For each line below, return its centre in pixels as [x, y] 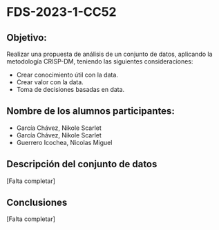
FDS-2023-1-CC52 [61, 12]
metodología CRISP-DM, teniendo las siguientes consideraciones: [100, 61]
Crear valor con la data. [50, 82]
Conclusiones [37, 203]
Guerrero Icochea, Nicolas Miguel [64, 142]
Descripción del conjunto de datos [82, 164]
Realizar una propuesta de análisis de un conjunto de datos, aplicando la [109, 54]
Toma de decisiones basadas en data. [70, 89]
